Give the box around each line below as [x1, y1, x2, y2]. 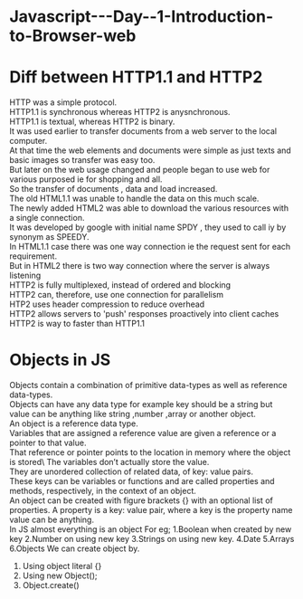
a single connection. [9, 213, 85, 223]
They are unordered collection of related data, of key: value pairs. [9, 466, 254, 477]
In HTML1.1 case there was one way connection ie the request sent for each [9, 242, 291, 252]
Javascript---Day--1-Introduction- [9, 6, 274, 27]
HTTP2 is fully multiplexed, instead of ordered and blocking [9, 280, 232, 290]
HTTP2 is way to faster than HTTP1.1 [9, 319, 145, 329]
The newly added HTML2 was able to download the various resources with [9, 203, 289, 214]
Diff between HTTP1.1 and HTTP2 [9, 67, 263, 88]
